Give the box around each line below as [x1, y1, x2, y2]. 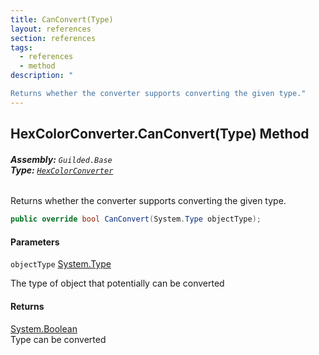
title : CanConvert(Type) [10, 14, 114, 25]
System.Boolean [10, 322, 78, 335]
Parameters [10, 236, 60, 248]
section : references [10, 33, 97, 43]
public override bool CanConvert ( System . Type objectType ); [10, 214, 262, 225]
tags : [10, 42, 33, 53]
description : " [10, 71, 74, 81]
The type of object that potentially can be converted [10, 277, 225, 290]
